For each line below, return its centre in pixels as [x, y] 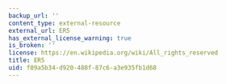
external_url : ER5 [39, 30]
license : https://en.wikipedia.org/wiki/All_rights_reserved [113, 53]
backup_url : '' [34, 16]
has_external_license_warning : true [70, 38]
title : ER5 [27, 61]
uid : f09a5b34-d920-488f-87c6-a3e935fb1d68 [83, 68]
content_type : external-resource [65, 23]
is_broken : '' [32, 46]
